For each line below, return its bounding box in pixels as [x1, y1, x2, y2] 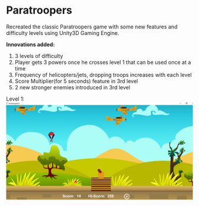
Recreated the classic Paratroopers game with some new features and [6, 23, 178, 30]
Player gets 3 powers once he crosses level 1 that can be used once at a [14, 59, 191, 66]
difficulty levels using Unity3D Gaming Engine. [6, 29, 120, 36]
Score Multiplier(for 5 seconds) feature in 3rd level [14, 78, 138, 85]
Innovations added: [6, 41, 55, 48]
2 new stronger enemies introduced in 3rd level [14, 83, 130, 91]
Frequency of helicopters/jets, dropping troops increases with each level [14, 71, 192, 78]
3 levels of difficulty [14, 52, 63, 59]
